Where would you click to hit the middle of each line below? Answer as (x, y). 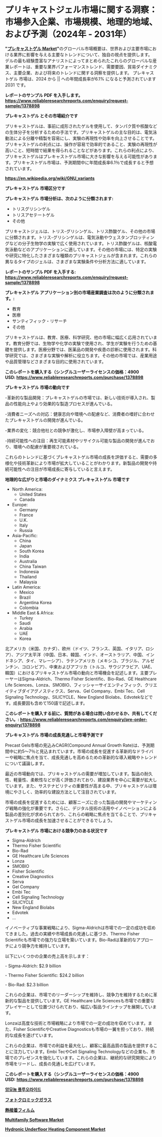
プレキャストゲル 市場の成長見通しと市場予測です (54, 735)
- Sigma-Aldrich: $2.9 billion (33, 966)
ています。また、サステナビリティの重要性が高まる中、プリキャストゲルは (79, 785)
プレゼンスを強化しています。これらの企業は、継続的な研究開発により (87, 1057)
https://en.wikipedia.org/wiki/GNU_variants (50, 178)
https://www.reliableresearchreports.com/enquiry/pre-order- (84, 719)
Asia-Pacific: (25, 535)
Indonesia (29, 571)
